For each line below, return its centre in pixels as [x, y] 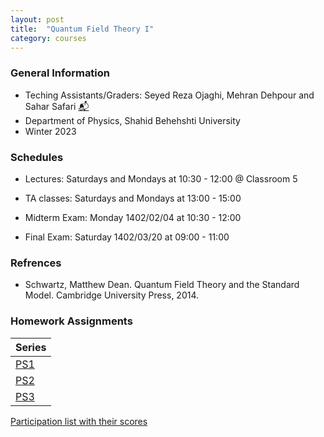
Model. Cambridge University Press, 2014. [112, 295]
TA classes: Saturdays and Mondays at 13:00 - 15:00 [133, 198]
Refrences [36, 263]
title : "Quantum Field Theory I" [82, 29]
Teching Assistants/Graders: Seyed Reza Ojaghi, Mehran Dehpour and [169, 95]
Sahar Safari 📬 [57, 106]
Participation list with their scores [79, 421]
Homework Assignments [71, 321]
